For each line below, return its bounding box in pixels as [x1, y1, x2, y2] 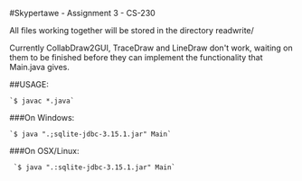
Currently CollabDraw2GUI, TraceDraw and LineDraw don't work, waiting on [9, 42, 293, 53]
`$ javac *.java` [9, 96, 75, 105]
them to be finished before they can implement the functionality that [9, 52, 263, 62]
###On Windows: [9, 113, 75, 122]
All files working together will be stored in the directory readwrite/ [9, 25, 255, 35]
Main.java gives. [9, 62, 71, 72]
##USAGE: [9, 79, 50, 89]
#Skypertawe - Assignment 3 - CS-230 [9, 8, 156, 18]
